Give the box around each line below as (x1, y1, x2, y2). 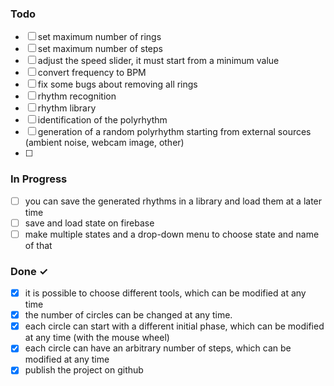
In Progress (10, 172, 68, 186)
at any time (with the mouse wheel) (24, 332, 170, 344)
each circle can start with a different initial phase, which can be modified (24, 320, 325, 332)
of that (24, 239, 53, 251)
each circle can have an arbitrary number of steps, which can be (24, 342, 292, 354)
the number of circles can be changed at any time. (24, 309, 233, 321)
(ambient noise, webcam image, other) (24, 137, 185, 149)
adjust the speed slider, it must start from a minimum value (37, 55, 280, 67)
